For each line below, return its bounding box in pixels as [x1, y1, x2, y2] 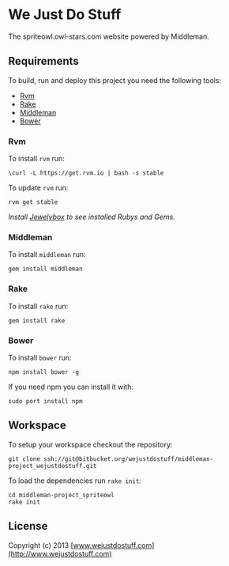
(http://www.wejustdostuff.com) [8, 549, 112, 558]
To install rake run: [8, 301, 69, 311]
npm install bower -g [8, 368, 80, 376]
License [8, 519, 48, 533]
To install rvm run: [8, 154, 65, 164]
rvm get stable [8, 198, 58, 206]
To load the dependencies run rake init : [8, 476, 142, 485]
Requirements [8, 55, 79, 68]
